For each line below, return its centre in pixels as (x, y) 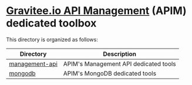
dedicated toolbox (51, 23)
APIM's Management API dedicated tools (119, 64)
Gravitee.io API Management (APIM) (96, 11)
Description (119, 54)
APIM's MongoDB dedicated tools (110, 73)
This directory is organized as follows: (52, 39)
